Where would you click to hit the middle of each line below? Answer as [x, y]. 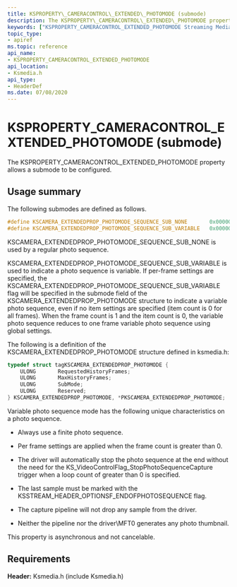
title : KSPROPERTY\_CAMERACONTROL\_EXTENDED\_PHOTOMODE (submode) [107, 14]
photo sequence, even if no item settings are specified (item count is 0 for [115, 308]
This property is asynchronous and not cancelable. [81, 537]
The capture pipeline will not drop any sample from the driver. [107, 509]
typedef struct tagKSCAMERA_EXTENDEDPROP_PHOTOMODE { [88, 364]
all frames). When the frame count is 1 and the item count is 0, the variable [115, 316]
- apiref [20, 40]
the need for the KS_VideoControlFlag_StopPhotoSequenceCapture [115, 467]
